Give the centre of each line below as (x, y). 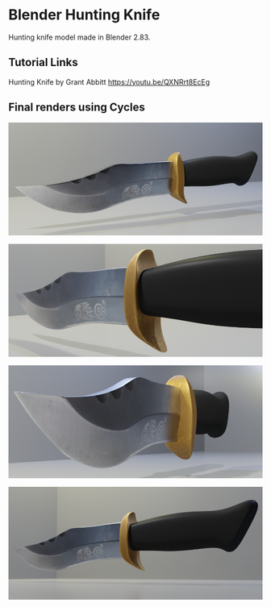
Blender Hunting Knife (84, 15)
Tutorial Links (43, 62)
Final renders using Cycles (77, 108)
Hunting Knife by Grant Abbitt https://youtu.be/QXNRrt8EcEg (109, 81)
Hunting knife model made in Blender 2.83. (79, 37)
